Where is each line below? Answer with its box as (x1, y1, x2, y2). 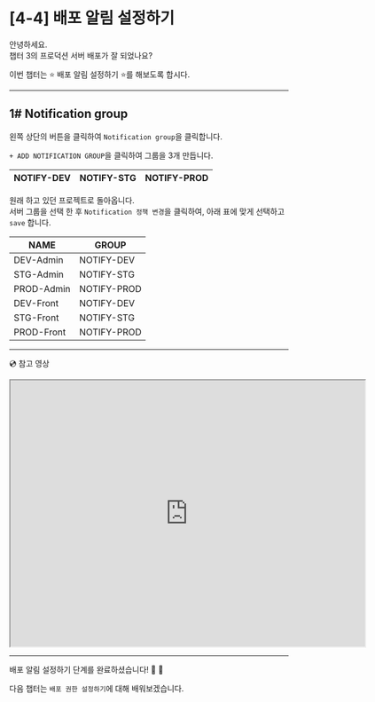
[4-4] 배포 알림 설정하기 (9, 8, 176, 28)
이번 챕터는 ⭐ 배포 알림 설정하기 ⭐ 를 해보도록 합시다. (9, 68, 191, 80)
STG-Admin (13, 268, 64, 280)
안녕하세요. (9, 39, 48, 50)
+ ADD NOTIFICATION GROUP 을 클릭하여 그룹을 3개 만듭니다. (9, 150, 214, 161)
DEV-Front (13, 296, 59, 309)
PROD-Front (13, 326, 66, 338)
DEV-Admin (13, 254, 64, 266)
